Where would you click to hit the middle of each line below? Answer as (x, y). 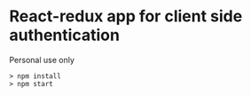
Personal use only (42, 60)
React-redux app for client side (126, 16)
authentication (64, 35)
